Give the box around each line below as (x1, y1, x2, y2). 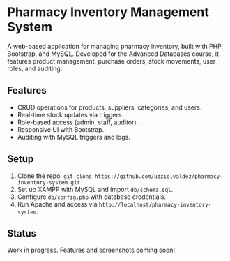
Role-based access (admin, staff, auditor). (17, 118, 139, 126)
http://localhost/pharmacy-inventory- (98, 201, 212, 208)
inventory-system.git (17, 179, 80, 186)
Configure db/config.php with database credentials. (17, 193, 166, 201)
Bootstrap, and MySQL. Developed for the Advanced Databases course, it (7, 50, 220, 58)
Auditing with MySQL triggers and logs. (17, 133, 130, 141)
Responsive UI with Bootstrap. (17, 125, 105, 133)
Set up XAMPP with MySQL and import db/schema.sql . (17, 185, 174, 193)
